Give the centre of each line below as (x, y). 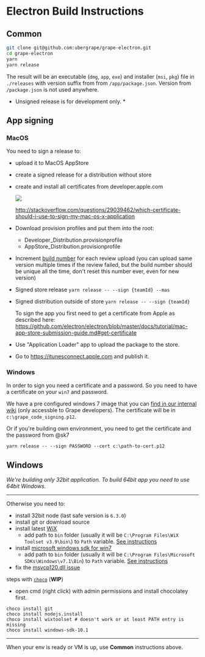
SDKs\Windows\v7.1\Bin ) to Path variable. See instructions (96, 561)
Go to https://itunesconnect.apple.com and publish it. (82, 357)
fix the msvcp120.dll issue (48, 568)
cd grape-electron (30, 53)
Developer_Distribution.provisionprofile (74, 240)
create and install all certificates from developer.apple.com (89, 187)
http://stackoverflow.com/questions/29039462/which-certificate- (98, 210)
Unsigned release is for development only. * (70, 101)
